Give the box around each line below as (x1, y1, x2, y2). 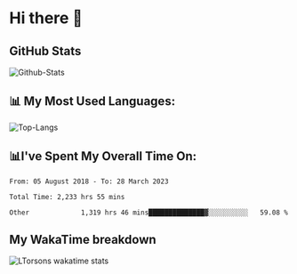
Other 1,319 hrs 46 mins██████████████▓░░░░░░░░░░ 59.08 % (9, 208, 289, 217)
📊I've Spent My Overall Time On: (9, 149, 197, 164)
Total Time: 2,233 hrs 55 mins (9, 192, 125, 201)
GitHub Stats (9, 44, 82, 59)
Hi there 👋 (9, 8, 83, 28)
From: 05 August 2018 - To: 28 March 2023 (9, 177, 169, 186)
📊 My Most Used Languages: (9, 93, 176, 109)
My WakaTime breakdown (9, 232, 157, 247)
